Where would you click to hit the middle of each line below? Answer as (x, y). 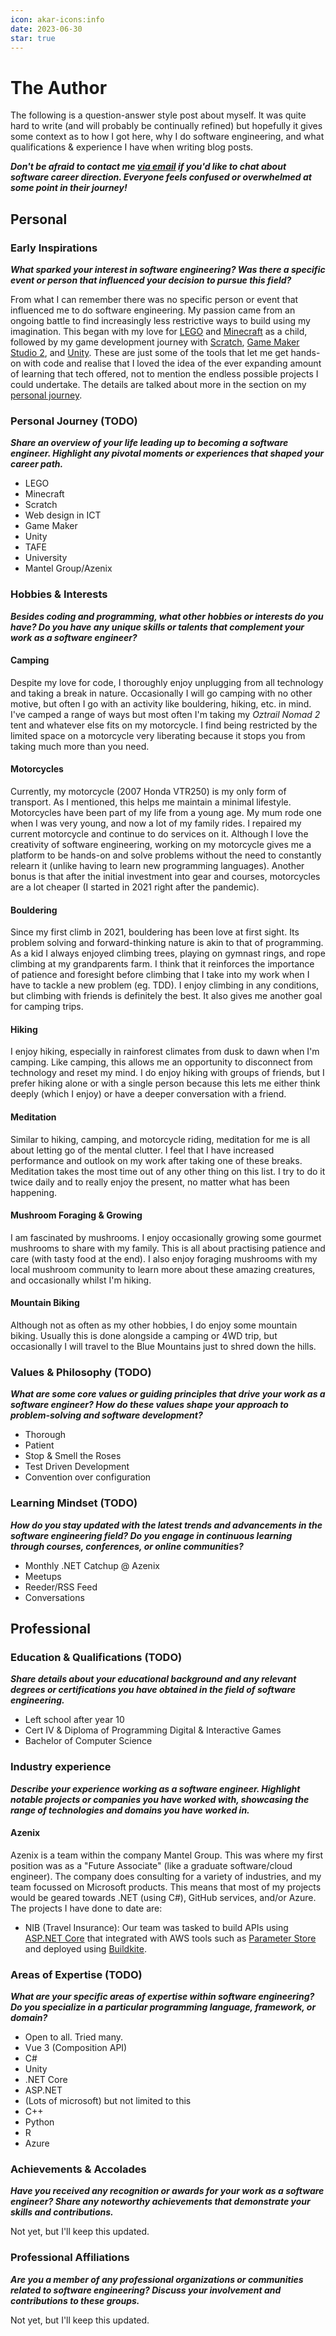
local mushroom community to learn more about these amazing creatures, (163, 1269)
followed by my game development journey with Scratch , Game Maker (155, 342)
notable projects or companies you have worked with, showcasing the (160, 1799)
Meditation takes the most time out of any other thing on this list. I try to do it (168, 1171)
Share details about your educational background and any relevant (153, 1679)
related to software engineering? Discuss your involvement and (146, 2290)
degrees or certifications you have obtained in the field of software (153, 1690)
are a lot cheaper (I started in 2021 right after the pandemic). (135, 887)
